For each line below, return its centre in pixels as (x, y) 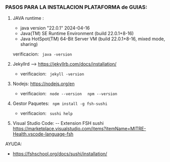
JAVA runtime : (28, 18)
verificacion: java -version (42, 54)
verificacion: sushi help (46, 114)
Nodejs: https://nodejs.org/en (44, 84)
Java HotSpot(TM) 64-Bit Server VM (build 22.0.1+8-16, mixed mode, (93, 39)
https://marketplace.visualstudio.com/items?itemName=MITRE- (79, 129)
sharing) (29, 44)
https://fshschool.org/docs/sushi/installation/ (60, 154)
